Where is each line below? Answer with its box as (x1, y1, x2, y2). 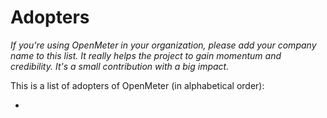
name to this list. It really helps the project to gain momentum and (10, 49, 282, 61)
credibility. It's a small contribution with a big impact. (10, 60, 230, 72)
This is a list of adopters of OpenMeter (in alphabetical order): (10, 79, 265, 91)
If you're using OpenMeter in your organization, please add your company (10, 39, 317, 51)
